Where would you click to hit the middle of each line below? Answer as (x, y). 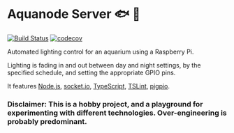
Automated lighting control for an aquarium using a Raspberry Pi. (101, 52)
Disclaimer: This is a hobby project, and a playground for (105, 104)
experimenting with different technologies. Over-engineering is (117, 113)
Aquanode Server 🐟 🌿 (74, 14)
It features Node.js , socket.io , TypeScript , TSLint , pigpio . (88, 86)
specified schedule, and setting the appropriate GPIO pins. (92, 72)
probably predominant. (47, 121)
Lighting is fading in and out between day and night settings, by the (104, 65)
